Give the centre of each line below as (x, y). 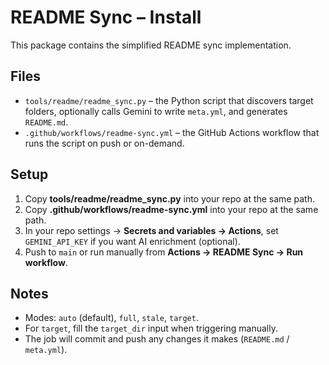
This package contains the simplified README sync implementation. (151, 45)
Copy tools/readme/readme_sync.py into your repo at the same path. (169, 198)
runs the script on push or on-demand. (104, 143)
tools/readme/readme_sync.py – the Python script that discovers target (169, 100)
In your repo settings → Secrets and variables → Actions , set (151, 230)
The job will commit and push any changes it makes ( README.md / (157, 339)
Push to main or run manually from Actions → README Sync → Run (164, 252)
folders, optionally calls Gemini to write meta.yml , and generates (156, 111)
